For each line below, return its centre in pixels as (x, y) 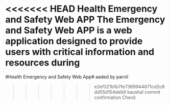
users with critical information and (80, 52)
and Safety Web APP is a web (69, 30)
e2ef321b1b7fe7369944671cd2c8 (129, 86)
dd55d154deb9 (110, 92)
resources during (43, 63)
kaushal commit (144, 92)
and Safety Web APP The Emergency (85, 20)
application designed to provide (74, 41)
